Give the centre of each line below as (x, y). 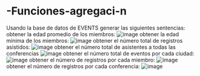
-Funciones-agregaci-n (67, 11)
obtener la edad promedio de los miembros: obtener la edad (93, 34)
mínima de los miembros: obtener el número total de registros (95, 40)
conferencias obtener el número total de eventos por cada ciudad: (100, 53)
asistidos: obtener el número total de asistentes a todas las (91, 47)
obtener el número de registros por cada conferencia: (73, 66)
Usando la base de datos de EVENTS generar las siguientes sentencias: (96, 28)
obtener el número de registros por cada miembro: (92, 60)
